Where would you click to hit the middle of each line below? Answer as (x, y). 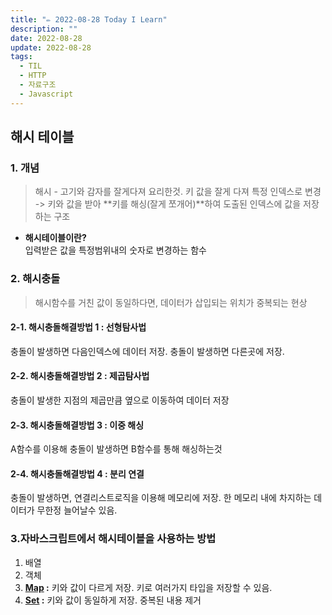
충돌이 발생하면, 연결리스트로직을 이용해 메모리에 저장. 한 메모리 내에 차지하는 (161, 498)
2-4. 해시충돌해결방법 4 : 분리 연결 (77, 473)
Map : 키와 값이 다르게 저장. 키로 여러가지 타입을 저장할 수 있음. (148, 587)
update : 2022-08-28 (51, 47)
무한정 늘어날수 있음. (77, 510)
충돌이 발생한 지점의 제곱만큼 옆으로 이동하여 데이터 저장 (120, 400)
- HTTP (33, 76)
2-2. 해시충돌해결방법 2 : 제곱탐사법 (80, 376)
